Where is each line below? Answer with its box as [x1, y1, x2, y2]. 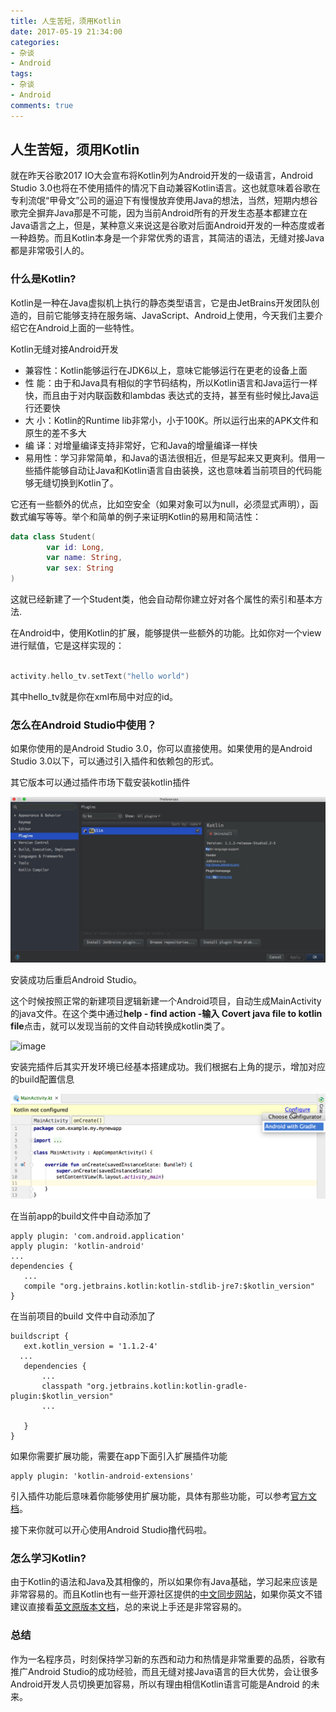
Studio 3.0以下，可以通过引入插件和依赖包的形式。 [10, 755, 219, 767]
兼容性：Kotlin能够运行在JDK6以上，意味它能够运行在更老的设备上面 [24, 364, 308, 376]
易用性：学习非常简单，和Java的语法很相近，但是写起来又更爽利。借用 [24, 451, 317, 464]
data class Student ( [10, 531, 97, 542]
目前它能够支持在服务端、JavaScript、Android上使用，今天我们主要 [36, 309, 315, 321]
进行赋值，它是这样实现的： [10, 640, 125, 652]
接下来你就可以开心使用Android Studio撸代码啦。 [10, 1523, 213, 1535]
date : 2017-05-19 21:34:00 [10, 26, 123, 37]
